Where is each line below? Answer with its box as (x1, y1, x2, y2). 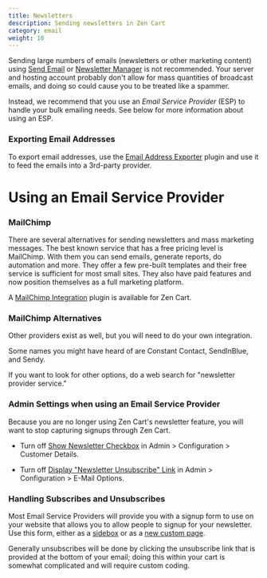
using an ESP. (8, 113, 53, 124)
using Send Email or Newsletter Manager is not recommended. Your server (8, 65, 254, 74)
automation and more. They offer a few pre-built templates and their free (8, 260, 247, 270)
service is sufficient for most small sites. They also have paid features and (8, 269, 252, 279)
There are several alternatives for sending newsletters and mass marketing (8, 235, 254, 244)
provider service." (8, 378, 67, 388)
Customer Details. (19, 449, 80, 459)
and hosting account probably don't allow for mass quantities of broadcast (8, 73, 253, 82)
